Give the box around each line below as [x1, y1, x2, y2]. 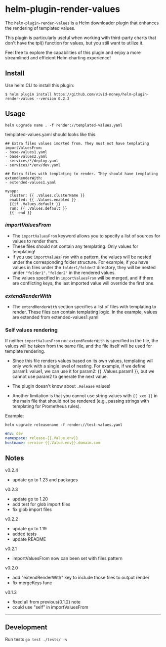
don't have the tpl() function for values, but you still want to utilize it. [5, 40, 144, 46]
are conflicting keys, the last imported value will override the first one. [12, 280, 155, 286]
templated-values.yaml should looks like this [5, 131, 95, 137]
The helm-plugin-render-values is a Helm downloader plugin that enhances [5, 20, 159, 26]
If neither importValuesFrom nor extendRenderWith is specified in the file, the [5, 338, 158, 344]
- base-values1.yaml [5, 149, 48, 154]
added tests [12, 531, 37, 537]
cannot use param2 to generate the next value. [12, 373, 108, 379]
